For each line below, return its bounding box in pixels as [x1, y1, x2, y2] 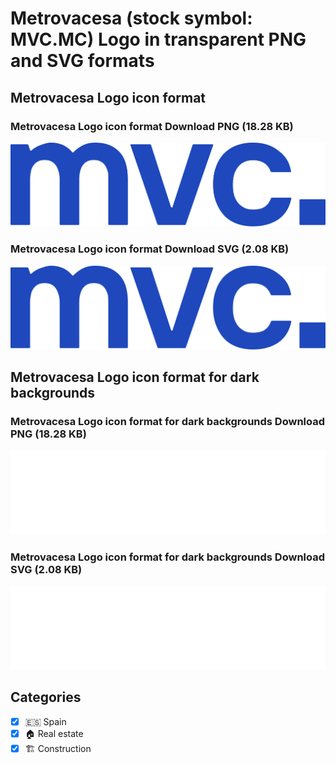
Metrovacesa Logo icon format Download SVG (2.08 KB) [10, 242, 290, 256]
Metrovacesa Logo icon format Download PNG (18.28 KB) [10, 119, 294, 133]
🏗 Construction [24, 742, 92, 754]
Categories [10, 689, 82, 706]
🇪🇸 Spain [24, 715, 67, 727]
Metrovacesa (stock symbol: [10, 7, 253, 30]
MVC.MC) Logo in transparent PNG [10, 28, 307, 51]
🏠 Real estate [24, 727, 84, 739]
